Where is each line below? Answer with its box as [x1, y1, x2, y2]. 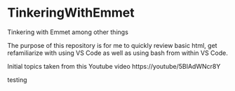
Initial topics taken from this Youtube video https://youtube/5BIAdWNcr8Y [7, 62, 221, 70]
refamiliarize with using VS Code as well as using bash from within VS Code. [7, 49, 228, 57]
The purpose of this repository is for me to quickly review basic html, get [7, 41, 217, 49]
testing [7, 75, 27, 84]
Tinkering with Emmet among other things [7, 28, 128, 36]
